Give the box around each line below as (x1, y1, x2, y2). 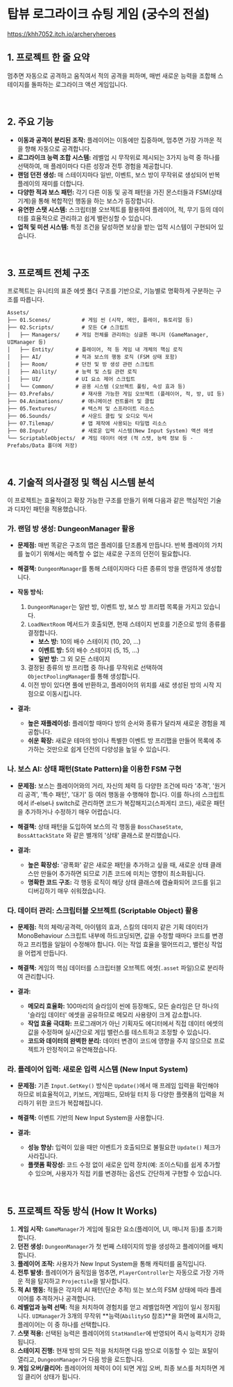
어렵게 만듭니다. (24, 949, 68, 957)
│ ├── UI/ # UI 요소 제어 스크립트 (7, 376, 136, 383)
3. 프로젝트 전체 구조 (7, 267, 89, 279)
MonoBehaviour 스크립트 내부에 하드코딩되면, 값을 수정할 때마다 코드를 (17, 932, 211, 940)
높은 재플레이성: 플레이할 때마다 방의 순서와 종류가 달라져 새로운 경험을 (27, 719, 218, 727)
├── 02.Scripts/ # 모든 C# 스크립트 (7, 324, 130, 331)
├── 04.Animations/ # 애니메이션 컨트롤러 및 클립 (7, 398, 155, 405)
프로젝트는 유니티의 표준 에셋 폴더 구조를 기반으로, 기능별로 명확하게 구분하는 (7, 286, 215, 295)
